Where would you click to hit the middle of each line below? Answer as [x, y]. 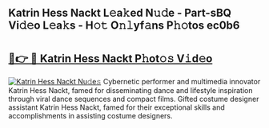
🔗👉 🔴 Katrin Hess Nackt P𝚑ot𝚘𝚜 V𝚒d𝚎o [110, 58]
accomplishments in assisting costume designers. [91, 116]
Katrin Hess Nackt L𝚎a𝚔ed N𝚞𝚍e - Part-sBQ [120, 13]
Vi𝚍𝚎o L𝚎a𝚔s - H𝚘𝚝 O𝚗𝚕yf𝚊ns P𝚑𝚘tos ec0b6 [124, 26]
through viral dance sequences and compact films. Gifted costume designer [134, 99]
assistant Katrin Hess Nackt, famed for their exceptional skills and [117, 107]
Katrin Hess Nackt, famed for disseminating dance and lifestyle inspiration [130, 90]
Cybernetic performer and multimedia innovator [182, 81]
